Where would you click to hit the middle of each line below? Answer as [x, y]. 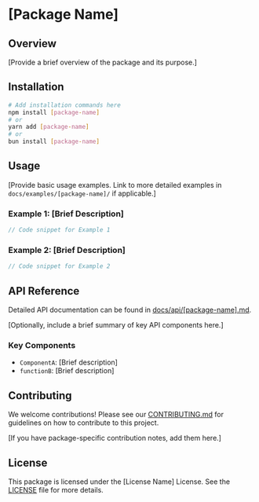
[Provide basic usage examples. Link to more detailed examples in [115, 185]
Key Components [42, 345]
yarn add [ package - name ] [49, 127]
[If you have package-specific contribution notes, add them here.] [115, 438]
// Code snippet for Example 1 [59, 230]
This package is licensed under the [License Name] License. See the [119, 482]
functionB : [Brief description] [67, 371]
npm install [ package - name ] [54, 112]
